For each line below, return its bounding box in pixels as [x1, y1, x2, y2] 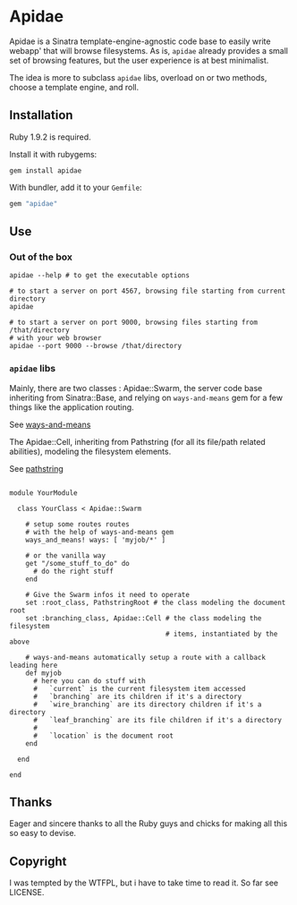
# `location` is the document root [32, 731, 174, 740]
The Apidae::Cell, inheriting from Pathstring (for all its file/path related [9, 436, 266, 447]
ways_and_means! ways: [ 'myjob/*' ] [25, 535, 166, 544]
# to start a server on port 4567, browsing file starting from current [9, 286, 286, 296]
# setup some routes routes [25, 519, 130, 529]
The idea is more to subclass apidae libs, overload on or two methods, [9, 72, 267, 82]
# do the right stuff [32, 567, 115, 576]
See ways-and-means [9, 419, 91, 430]
